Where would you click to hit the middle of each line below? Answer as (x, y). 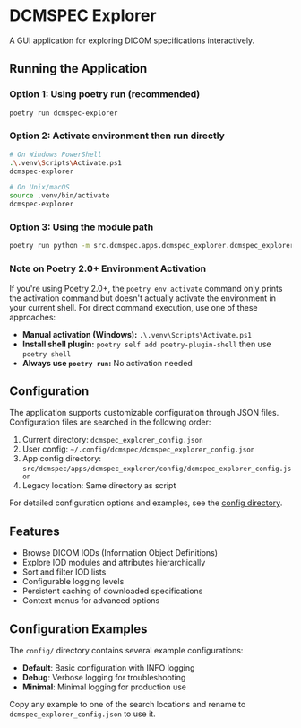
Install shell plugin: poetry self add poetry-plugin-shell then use (146, 344)
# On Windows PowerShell (56, 154)
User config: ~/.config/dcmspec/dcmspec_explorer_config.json (138, 449)
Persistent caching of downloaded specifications (112, 591)
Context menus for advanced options (91, 601)
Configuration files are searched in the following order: (110, 422)
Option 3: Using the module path (82, 227)
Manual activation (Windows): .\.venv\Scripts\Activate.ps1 (137, 334)
